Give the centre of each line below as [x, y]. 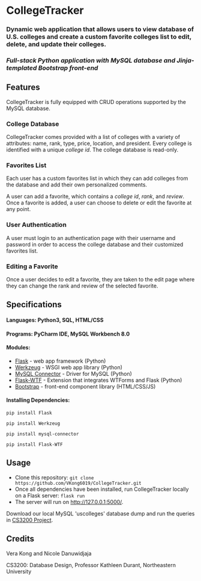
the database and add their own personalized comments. [77, 185]
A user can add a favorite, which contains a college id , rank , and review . [95, 197]
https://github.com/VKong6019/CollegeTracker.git [78, 483]
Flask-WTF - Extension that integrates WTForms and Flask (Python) [98, 380]
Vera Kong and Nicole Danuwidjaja [49, 553]
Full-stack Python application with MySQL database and [91, 61]
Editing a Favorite [32, 266]
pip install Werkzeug [33, 424]
